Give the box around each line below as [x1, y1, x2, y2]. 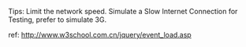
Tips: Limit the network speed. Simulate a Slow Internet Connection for [8, 7, 238, 16]
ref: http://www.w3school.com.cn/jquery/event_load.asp [8, 31, 192, 39]
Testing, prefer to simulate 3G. [8, 15, 107, 24]
